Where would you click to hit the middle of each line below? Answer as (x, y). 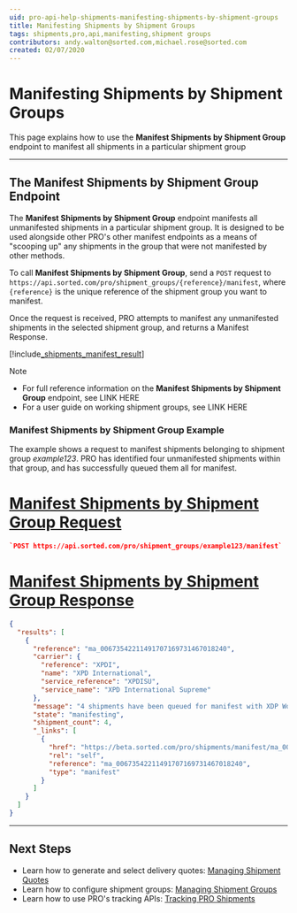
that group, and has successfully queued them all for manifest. (123, 468)
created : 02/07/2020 (47, 50)
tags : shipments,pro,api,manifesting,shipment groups (110, 34)
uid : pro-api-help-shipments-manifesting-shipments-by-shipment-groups (144, 17)
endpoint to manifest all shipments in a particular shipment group (128, 147)
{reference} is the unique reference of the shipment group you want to (138, 291)
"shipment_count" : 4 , (72, 723)
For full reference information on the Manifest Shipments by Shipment (151, 388)
